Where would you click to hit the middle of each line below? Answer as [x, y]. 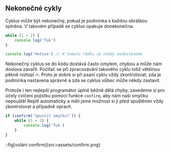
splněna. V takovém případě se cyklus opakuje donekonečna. [70, 26]
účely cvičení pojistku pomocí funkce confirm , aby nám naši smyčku [77, 96]
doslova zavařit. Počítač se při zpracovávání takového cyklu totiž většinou [83, 69]
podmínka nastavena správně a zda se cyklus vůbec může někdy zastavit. [83, 81]
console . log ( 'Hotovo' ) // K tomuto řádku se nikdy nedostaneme [74, 54]
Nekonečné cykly [34, 8]
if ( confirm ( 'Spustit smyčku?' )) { [43, 116]
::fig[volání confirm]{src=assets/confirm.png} [53, 144]
